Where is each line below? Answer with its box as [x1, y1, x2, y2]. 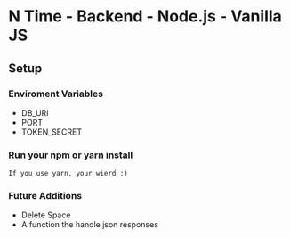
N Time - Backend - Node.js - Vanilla [8, 6, 282, 27]
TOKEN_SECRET [20, 127, 82, 137]
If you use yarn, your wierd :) [8, 169, 128, 178]
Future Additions [8, 190, 82, 202]
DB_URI [20, 107, 50, 118]
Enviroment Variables [8, 87, 104, 100]
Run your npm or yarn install [8, 149, 133, 161]
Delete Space [20, 209, 71, 220]
